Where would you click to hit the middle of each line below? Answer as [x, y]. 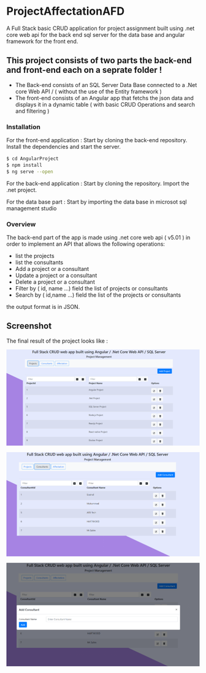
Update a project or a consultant [56, 275]
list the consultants [39, 262]
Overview [21, 224]
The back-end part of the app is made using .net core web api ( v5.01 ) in [98, 237]
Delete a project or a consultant [55, 282]
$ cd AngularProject [33, 159]
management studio [32, 208]
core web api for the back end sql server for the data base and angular [96, 34]
